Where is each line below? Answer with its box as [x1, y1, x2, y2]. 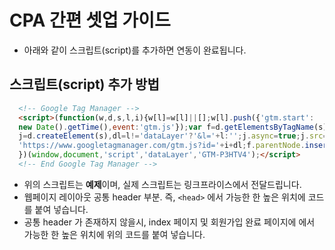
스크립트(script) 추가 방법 [9, 76, 160, 93]
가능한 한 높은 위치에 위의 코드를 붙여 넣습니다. [23, 228, 206, 240]
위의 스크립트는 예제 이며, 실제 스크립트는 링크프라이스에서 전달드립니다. [23, 178, 302, 190]
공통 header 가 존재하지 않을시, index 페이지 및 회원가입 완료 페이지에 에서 [23, 216, 316, 228]
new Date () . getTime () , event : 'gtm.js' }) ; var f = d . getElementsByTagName [18, 122, 315, 132]
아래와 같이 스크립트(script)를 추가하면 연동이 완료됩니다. [23, 44, 247, 56]
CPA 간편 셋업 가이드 [9, 9, 171, 32]
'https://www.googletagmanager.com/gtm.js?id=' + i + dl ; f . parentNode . [18, 141, 306, 151]
